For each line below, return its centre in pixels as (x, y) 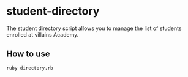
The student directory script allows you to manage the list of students (94, 28)
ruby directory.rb (30, 68)
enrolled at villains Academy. (43, 34)
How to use (28, 54)
